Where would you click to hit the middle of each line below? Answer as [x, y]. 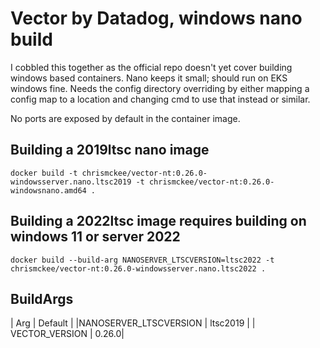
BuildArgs [42, 298]
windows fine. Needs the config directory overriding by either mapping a [160, 88]
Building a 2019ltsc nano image [110, 150]
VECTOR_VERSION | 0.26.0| [67, 334]
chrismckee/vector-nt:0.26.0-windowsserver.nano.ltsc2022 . [138, 268]
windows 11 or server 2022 [95, 237]
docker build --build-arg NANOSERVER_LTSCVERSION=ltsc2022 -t [142, 260]
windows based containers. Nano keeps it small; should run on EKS [149, 78]
